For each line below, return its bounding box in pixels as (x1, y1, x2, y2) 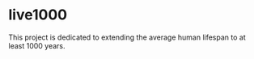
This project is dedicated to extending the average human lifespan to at (8, 32, 246, 42)
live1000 (8, 6, 67, 24)
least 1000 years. (8, 40, 66, 50)
